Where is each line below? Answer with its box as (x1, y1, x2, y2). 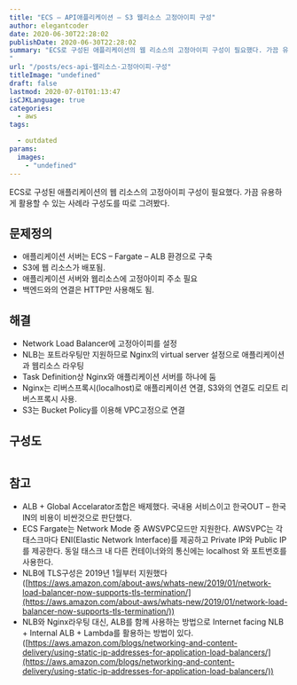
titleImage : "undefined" (9, 71, 101, 80)
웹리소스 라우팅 (31, 360, 84, 371)
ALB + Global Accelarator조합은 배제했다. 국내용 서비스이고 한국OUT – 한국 (21, 500, 286, 511)
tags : (9, 121, 29, 130)
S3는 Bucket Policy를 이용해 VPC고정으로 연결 (21, 405, 185, 415)
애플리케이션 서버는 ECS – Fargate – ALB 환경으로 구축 (21, 251, 213, 262)
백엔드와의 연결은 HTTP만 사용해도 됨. (21, 285, 155, 295)
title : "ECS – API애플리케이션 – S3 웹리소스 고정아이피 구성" (9, 12, 216, 22)
